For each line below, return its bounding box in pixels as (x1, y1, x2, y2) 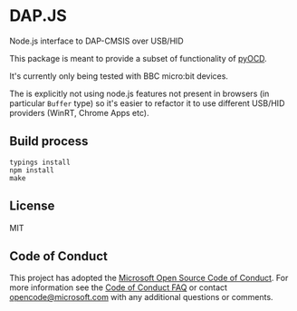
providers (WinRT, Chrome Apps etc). (9, 107, 149, 118)
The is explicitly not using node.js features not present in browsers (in (9, 88, 270, 99)
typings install (9, 158, 71, 167)
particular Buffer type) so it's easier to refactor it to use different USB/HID (9, 97, 285, 109)
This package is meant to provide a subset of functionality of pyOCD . (9, 53, 267, 63)
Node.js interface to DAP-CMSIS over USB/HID (9, 35, 184, 46)
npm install (9, 165, 54, 175)
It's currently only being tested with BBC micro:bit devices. (9, 70, 229, 82)
